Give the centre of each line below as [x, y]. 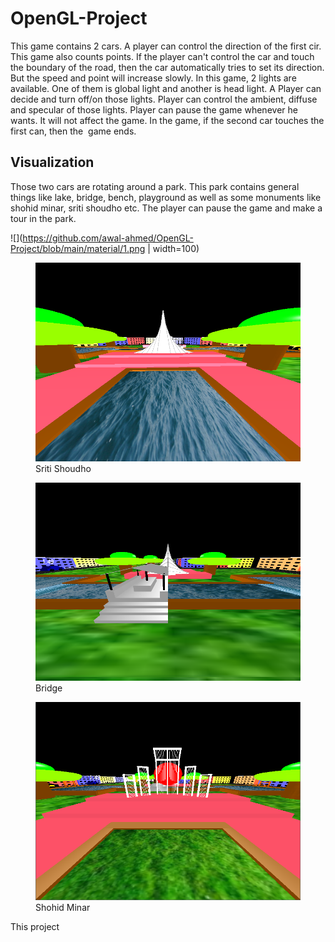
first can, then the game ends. [73, 131]
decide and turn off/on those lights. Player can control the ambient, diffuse [164, 99]
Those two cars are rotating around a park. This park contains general [155, 186]
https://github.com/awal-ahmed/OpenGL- [108, 238]
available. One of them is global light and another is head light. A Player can [166, 88]
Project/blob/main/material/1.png [78, 248]
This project [35, 927]
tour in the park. [43, 218]
